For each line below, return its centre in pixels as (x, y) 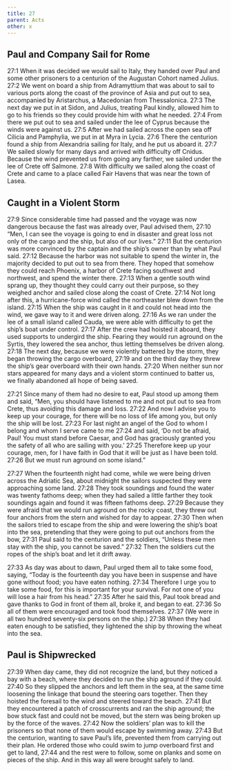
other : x (20, 26)
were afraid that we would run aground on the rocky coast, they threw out (112, 510)
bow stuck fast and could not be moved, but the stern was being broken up (114, 716)
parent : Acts (26, 20)
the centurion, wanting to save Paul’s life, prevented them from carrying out (114, 738)
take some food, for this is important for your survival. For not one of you (110, 589)
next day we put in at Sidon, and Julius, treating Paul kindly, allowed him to (113, 108)
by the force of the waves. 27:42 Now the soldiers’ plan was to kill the (106, 723)
